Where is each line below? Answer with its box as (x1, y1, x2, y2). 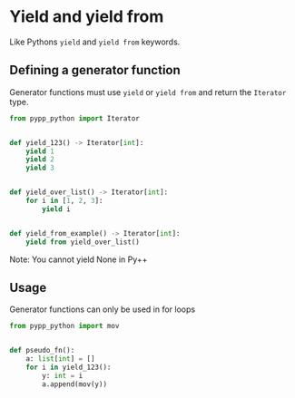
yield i (42, 204, 71, 214)
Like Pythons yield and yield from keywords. (9, 36, 181, 47)
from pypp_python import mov (9, 322, 120, 331)
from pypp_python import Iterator (9, 113, 141, 123)
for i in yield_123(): (25, 363, 112, 372)
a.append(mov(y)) (42, 379, 107, 389)
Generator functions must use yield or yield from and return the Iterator (9, 86, 287, 97)
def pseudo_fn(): (9, 346, 75, 355)
